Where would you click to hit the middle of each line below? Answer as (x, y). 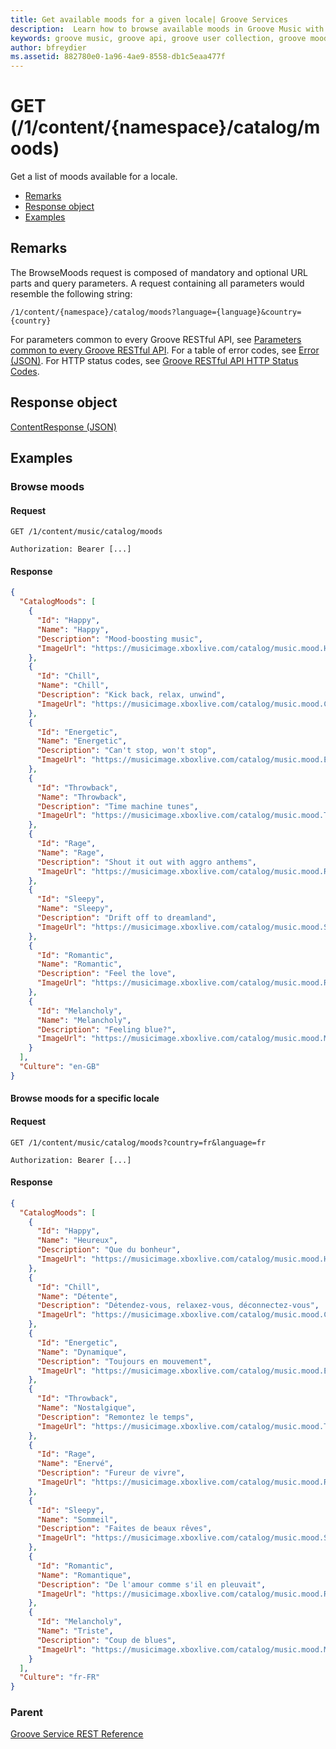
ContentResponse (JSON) (63, 427)
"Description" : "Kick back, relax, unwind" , (131, 695)
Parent (27, 1713)
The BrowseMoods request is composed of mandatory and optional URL (159, 272)
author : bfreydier (48, 47)
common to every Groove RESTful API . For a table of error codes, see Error (165, 350)
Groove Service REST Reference (77, 1734)
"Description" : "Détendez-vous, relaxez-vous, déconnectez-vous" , (178, 1306)
